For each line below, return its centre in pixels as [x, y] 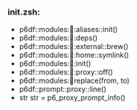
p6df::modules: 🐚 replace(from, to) [74, 81]
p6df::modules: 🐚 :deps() [58, 38]
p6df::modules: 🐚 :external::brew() [74, 47]
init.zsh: [24, 12]
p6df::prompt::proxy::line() [63, 89]
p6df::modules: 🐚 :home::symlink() [74, 55]
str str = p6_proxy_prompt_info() [72, 98]
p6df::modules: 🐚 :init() [55, 63]
